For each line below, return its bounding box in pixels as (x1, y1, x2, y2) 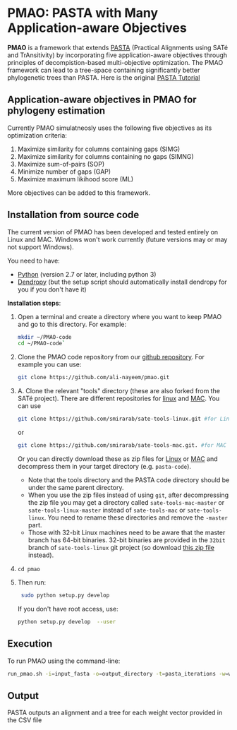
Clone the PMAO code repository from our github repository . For (17, 353, 205, 361)
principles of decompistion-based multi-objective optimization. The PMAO (7, 58, 224, 66)
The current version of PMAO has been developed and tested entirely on (7, 227, 219, 236)
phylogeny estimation (7, 104, 106, 117)
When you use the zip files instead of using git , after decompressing (28, 491, 229, 499)
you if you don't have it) (17, 285, 87, 294)
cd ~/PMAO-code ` (17, 340, 66, 347)
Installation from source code (7, 209, 140, 221)
